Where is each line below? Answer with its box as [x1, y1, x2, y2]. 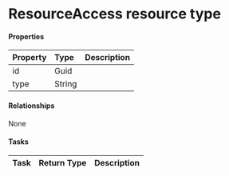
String [54, 78, 77, 90]
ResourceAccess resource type [8, 5, 222, 23]
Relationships [8, 101, 55, 110]
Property [12, 52, 47, 63]
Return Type [38, 157, 87, 168]
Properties [8, 31, 45, 41]
